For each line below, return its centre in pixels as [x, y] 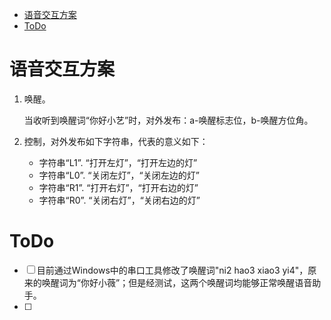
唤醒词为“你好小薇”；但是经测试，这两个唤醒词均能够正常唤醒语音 [177, 282]
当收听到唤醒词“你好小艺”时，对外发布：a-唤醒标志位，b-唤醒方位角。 [168, 120]
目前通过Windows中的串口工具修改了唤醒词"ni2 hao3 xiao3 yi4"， [172, 270]
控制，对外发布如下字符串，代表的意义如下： [116, 141]
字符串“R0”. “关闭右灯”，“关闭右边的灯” [119, 200]
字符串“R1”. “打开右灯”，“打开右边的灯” [118, 187]
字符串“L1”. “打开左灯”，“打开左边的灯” [118, 162]
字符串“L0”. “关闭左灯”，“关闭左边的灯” [119, 175]
